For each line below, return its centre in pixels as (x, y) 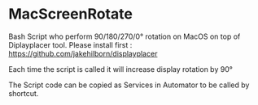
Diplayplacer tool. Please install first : (70, 44)
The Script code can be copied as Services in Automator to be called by (129, 85)
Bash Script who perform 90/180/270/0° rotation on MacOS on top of (125, 36)
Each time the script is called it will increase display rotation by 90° (121, 69)
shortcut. (24, 93)
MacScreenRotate (70, 14)
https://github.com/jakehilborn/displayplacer (83, 53)
